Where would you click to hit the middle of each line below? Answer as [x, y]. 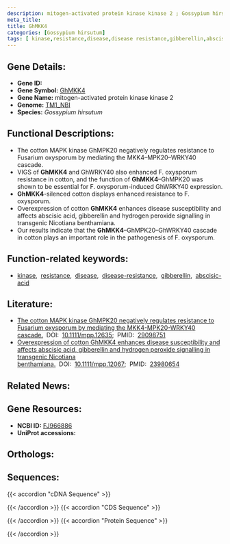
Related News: [39, 386]
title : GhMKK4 [27, 26]
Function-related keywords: [68, 259]
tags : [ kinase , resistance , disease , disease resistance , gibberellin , [107, 39]
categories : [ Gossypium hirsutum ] [56, 33]
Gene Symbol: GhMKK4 [51, 90]
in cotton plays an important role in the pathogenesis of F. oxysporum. [116, 237]
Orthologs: [31, 454]
